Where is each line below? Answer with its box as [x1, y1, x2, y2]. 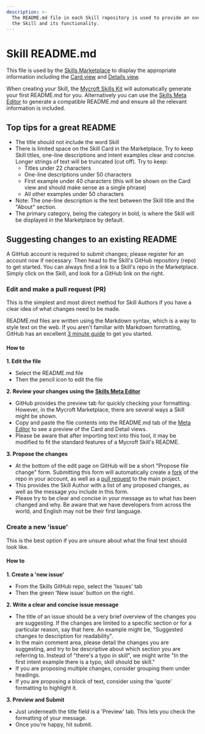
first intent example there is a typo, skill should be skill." [15, 658, 156, 666]
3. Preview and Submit [6, 696, 65, 703]
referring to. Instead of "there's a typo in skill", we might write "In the [15, 652, 189, 659]
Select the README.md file [15, 369, 84, 377]
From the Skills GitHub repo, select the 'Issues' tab [15, 583, 143, 590]
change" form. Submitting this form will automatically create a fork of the [15, 468, 199, 476]
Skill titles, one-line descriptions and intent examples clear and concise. [15, 151, 196, 159]
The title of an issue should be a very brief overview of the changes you [15, 612, 196, 620]
